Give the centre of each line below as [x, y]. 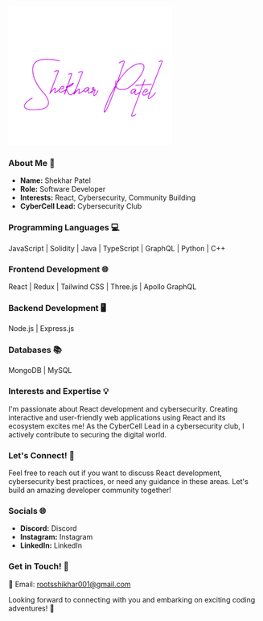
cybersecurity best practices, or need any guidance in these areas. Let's [129, 482]
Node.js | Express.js [41, 329]
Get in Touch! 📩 [39, 566]
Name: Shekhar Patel [55, 180]
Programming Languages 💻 [64, 228]
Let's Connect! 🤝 [41, 455]
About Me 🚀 [32, 163]
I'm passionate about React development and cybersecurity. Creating [123, 408]
